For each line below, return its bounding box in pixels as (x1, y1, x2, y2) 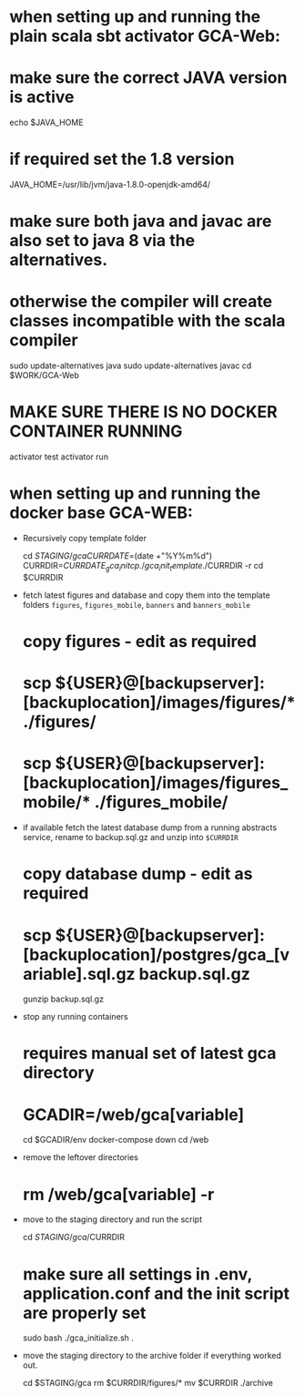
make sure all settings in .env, (22, 1264, 253, 1284)
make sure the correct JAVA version (9, 67, 288, 88)
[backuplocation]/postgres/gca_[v (22, 944, 289, 965)
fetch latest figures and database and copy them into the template (22, 590, 270, 601)
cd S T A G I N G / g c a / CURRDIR (22, 1232, 126, 1243)
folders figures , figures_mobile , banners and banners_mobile (22, 599, 250, 610)
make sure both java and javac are (9, 211, 272, 231)
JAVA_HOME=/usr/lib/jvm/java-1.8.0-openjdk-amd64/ (9, 180, 211, 190)
